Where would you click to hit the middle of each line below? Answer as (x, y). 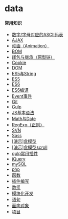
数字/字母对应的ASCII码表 (37, 35)
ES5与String (24, 74)
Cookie (19, 63)
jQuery (18, 159)
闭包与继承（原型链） (33, 57)
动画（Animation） (30, 46)
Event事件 (22, 96)
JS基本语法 (23, 113)
